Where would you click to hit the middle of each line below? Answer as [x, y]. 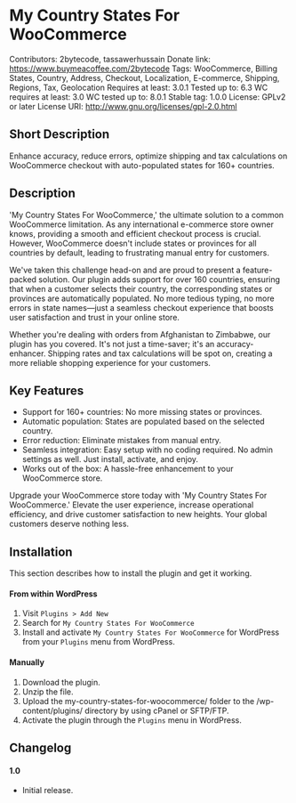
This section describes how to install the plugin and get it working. [131, 573]
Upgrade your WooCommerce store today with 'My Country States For [138, 496]
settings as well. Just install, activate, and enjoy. [110, 459]
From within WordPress [53, 594]
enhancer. [28, 353]
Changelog [40, 747]
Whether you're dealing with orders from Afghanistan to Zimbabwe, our [140, 334]
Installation [41, 552]
